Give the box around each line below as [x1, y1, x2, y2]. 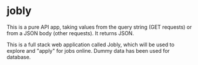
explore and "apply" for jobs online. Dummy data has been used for [6, 47, 170, 54]
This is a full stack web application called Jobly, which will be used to [6, 41, 175, 48]
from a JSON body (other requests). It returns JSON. [6, 29, 135, 36]
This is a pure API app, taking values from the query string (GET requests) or [6, 23, 192, 30]
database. [6, 53, 31, 60]
